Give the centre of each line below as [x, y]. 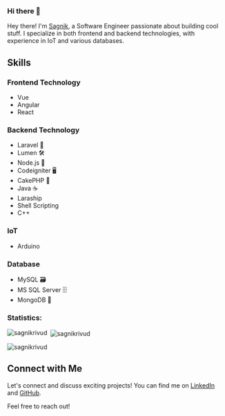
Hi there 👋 [24, 11]
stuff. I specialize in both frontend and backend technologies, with [101, 33]
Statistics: [25, 318]
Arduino [28, 246]
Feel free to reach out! [39, 406]
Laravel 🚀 [30, 145]
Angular [28, 105]
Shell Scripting [38, 206]
